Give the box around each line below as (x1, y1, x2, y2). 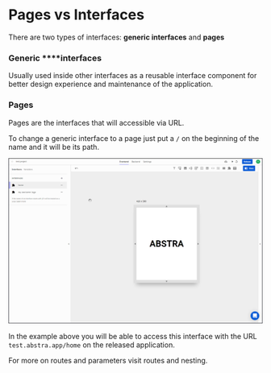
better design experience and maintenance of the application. (8, 79, 214, 89)
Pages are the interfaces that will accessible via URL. (8, 118, 185, 127)
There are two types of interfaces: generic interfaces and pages (8, 32, 225, 42)
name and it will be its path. (8, 142, 99, 151)
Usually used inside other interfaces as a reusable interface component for (8, 71, 257, 81)
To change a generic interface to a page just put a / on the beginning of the (8, 133, 260, 143)
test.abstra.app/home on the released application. (8, 340, 175, 350)
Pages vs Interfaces (8, 6, 145, 24)
